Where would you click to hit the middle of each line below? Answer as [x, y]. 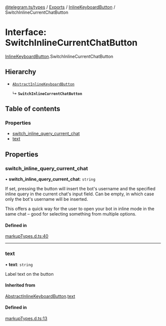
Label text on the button [29, 274]
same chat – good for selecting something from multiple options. [71, 214]
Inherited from [20, 285]
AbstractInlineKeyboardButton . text [40, 296]
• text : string [19, 264]
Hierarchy [21, 72]
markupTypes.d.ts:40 [27, 236]
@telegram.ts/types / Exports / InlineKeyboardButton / [60, 7]
